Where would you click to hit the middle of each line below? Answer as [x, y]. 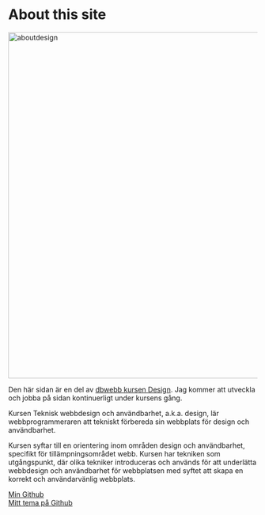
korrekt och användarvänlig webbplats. [72, 479]
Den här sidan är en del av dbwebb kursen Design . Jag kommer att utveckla [132, 389]
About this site [57, 15]
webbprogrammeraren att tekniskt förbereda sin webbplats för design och [129, 422]
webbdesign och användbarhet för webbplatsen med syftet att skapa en [126, 470]
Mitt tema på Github [40, 502]
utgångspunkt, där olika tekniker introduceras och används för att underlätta [132, 462]
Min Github [26, 494]
